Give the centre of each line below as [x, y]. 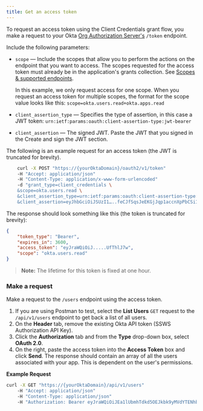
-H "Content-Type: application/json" [65, 396]
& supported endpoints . [44, 78]
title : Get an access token [42, 12]
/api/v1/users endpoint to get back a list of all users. [81, 317]
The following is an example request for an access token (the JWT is [92, 150]
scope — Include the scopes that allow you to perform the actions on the [105, 59]
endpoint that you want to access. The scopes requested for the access [105, 65]
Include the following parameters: [48, 47]
